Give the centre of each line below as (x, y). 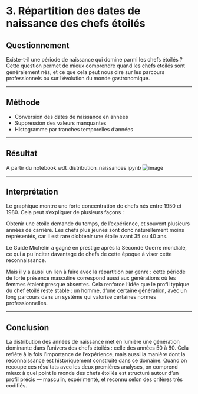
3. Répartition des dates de (73, 11)
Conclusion (28, 327)
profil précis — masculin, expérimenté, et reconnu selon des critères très (95, 379)
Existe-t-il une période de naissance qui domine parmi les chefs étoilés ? (94, 59)
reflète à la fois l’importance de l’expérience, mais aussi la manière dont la (96, 354)
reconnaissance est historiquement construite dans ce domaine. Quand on (97, 361)
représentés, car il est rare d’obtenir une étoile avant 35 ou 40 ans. (87, 236)
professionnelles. (27, 303)
